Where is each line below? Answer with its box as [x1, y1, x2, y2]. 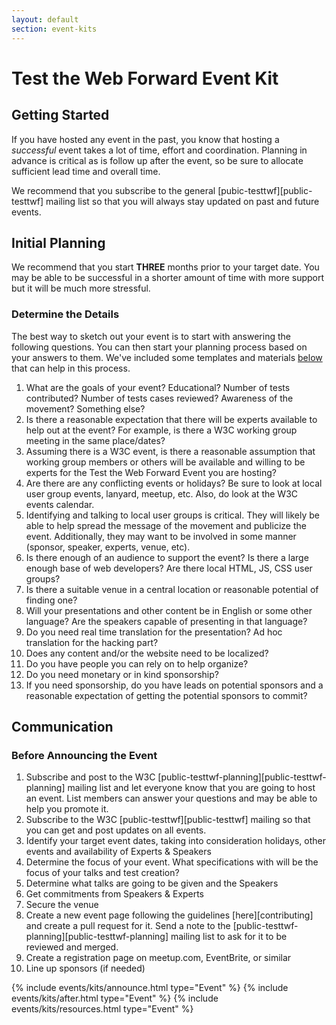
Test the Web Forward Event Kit [11, 67, 279, 90]
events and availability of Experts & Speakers [25, 846, 212, 858]
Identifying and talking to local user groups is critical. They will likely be [25, 509, 321, 521]
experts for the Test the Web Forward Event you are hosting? [25, 466, 277, 478]
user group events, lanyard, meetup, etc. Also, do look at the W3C [25, 487, 299, 500]
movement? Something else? [25, 402, 146, 415]
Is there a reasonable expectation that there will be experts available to [25, 413, 318, 425]
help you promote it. [25, 803, 109, 815]
